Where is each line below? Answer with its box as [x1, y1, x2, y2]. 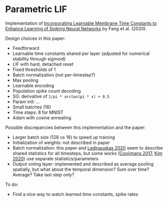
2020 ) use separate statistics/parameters [12, 155, 99, 162]
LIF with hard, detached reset [12, 61, 74, 67]
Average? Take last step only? [12, 171, 74, 177]
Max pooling [12, 77, 39, 83]
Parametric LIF [5, 4, 67, 15]
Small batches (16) [12, 104, 51, 110]
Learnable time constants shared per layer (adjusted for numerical [12, 50, 150, 56]
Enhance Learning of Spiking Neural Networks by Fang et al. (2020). [5, 25, 147, 31]
